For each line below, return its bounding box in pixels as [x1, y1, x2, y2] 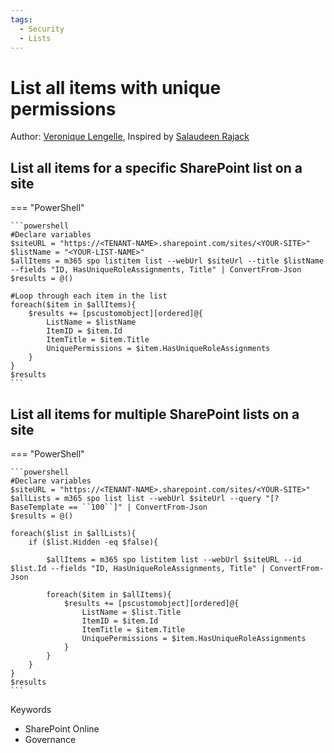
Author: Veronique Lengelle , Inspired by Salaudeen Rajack [10, 131, 250, 143]
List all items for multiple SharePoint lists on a [10, 406, 300, 423]
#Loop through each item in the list [10, 291, 168, 301]
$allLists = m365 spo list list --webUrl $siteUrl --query [10, 493, 262, 503]
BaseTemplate [10, 502, 65, 512]
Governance [24, 733, 77, 745]
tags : [10, 14, 33, 25]
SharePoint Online [24, 722, 100, 735]
